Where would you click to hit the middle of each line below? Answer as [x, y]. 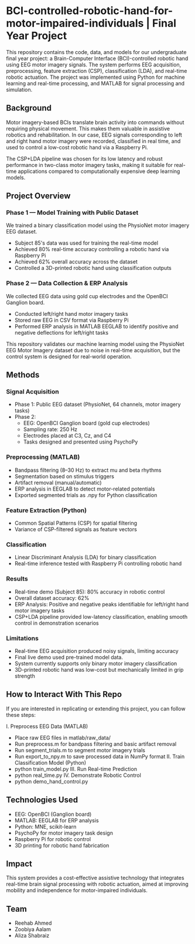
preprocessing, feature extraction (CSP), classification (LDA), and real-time [97, 71]
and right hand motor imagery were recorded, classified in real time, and [93, 141]
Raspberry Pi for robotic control [53, 839]
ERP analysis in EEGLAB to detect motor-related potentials [85, 489]
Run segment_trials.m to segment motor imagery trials [80, 750]
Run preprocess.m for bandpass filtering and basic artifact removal [95, 744]
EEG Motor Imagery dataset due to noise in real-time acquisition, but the [93, 350]
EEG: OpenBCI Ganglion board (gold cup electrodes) [87, 423]
